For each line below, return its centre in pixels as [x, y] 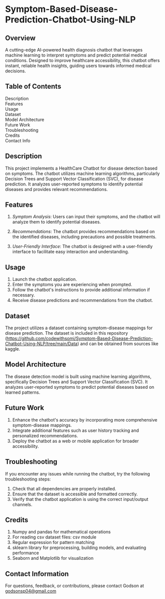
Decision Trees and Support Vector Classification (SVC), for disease [74, 179]
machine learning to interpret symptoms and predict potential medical [76, 55]
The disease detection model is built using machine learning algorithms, [78, 376]
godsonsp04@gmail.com [31, 591]
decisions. [16, 71]
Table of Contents [33, 87]
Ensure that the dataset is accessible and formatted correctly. [75, 494]
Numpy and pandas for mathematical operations [62, 532]
